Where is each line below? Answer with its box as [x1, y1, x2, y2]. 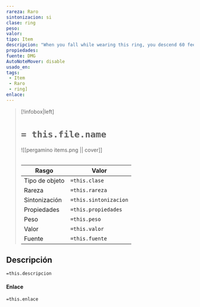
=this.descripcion [6, 271, 52, 277]
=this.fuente [70, 236, 107, 242]
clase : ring [6, 20, 36, 26]
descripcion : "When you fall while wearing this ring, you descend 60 [6, 42, 185, 48]
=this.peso [70, 216, 101, 223]
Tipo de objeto [23, 177, 65, 185]
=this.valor [70, 225, 104, 233]
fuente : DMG [6, 53, 36, 59]
